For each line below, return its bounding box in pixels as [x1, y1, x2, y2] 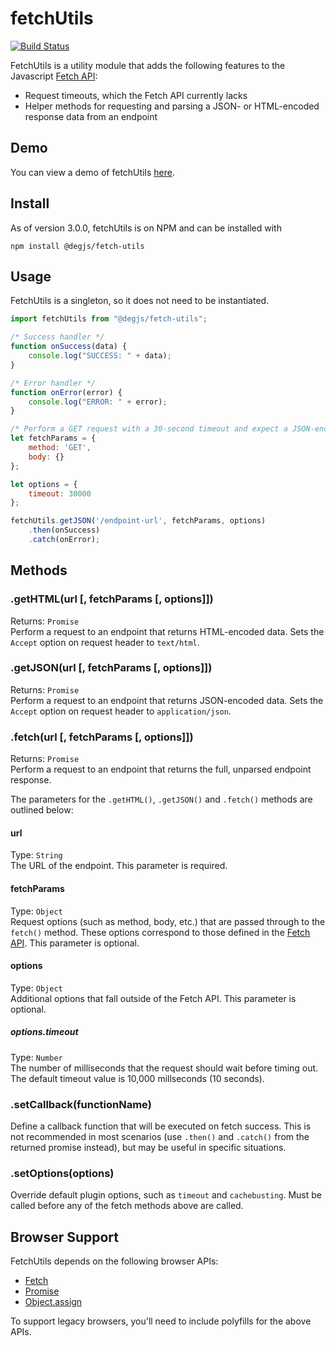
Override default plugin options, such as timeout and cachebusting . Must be [10, 1189, 323, 1201]
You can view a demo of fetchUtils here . [10, 166, 175, 178]
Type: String [10, 849, 63, 861]
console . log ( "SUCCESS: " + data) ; [28, 351, 172, 361]
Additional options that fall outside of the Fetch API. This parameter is [10, 992, 297, 1004]
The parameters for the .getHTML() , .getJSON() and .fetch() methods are [10, 793, 313, 806]
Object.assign [24, 1296, 83, 1308]
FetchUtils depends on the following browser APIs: [10, 1255, 219, 1267]
